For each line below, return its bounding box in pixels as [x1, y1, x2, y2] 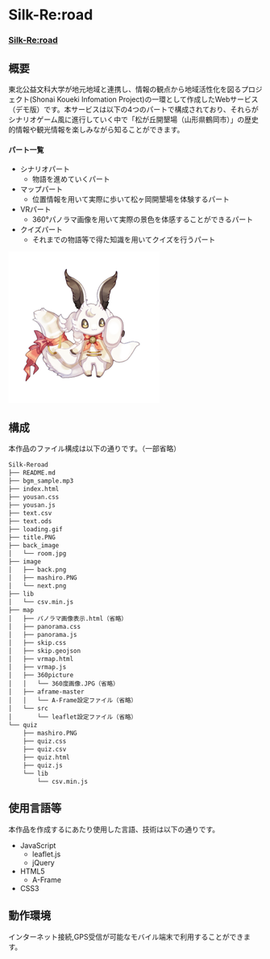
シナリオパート [19, 164, 70, 174]
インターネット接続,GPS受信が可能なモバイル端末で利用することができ [8, 932, 244, 941]
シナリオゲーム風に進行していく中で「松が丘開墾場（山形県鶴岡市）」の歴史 [8, 115, 260, 124]
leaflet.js [31, 849, 61, 859]
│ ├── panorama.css [8, 622, 81, 630]
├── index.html [8, 484, 60, 493]
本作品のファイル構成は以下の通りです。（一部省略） [8, 443, 181, 453]
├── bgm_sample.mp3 [8, 476, 74, 485]
